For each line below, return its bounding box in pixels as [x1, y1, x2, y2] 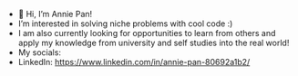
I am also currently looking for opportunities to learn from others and [17, 28, 276, 38]
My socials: [17, 47, 62, 58]
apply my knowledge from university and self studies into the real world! [17, 37, 290, 48]
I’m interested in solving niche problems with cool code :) [17, 18, 233, 29]
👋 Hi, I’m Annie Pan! [17, 9, 93, 19]
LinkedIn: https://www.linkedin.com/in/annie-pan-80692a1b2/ [17, 57, 251, 67]
